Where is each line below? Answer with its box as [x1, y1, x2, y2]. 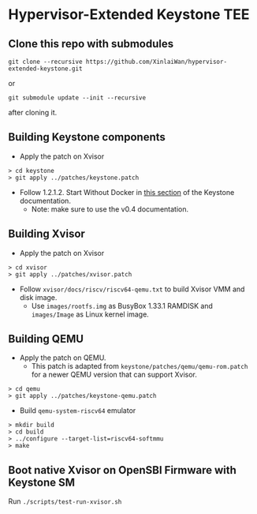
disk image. [19, 292, 58, 302]
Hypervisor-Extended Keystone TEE [8, 6, 250, 24]
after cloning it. [8, 108, 58, 117]
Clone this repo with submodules [8, 37, 174, 51]
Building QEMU [8, 332, 84, 346]
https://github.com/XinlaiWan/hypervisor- [85, 58, 227, 66]
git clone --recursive [8, 58, 83, 66]
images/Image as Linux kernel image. [31, 310, 150, 319]
